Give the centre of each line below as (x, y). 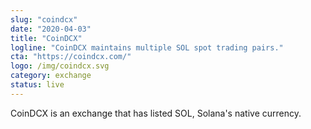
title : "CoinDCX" (46, 38)
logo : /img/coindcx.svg (60, 66)
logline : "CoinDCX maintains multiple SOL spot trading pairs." (147, 47)
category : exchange (51, 76)
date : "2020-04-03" (51, 29)
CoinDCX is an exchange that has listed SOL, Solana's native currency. (156, 113)
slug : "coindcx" (44, 19)
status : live (37, 85)
